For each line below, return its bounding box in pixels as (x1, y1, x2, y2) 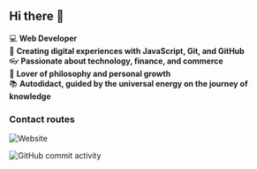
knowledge (9, 90, 51, 102)
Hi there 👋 (9, 9, 64, 24)
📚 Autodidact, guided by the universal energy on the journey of (9, 78, 248, 88)
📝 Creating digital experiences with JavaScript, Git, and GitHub (9, 45, 245, 56)
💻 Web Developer (9, 33, 78, 43)
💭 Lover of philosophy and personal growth (9, 68, 171, 79)
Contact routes (9, 112, 75, 125)
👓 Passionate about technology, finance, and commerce (9, 55, 223, 66)
